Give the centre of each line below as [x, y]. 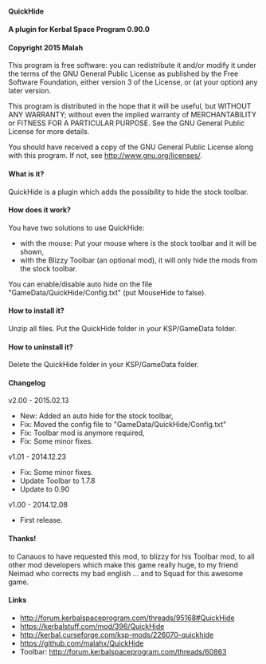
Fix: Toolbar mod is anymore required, [82, 433]
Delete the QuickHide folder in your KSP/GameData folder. [104, 365]
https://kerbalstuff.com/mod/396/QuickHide [92, 626]
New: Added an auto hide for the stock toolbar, [96, 416]
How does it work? [40, 210]
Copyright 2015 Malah [46, 47]
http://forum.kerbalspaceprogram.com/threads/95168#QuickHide [127, 618]
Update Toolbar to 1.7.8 [57, 481]
